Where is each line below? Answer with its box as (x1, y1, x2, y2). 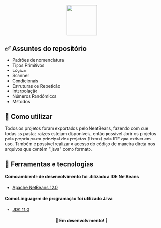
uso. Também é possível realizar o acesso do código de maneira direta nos (5, 141, 156, 147)
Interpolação (12, 88, 38, 94)
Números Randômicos (12, 93, 57, 99)
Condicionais (12, 78, 39, 84)
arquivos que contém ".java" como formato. (5, 146, 92, 152)
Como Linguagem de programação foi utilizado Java (5, 196, 113, 201)
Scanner (12, 73, 29, 78)
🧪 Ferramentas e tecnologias (5, 160, 94, 169)
